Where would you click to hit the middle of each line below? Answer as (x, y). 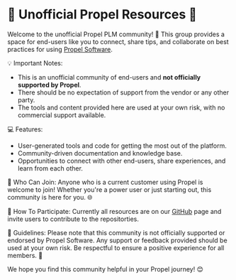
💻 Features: (25, 129)
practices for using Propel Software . (60, 49)
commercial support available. (62, 115)
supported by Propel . (49, 85)
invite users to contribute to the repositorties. (73, 219)
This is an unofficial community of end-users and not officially (109, 77)
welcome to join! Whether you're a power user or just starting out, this (109, 189)
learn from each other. (50, 168)
